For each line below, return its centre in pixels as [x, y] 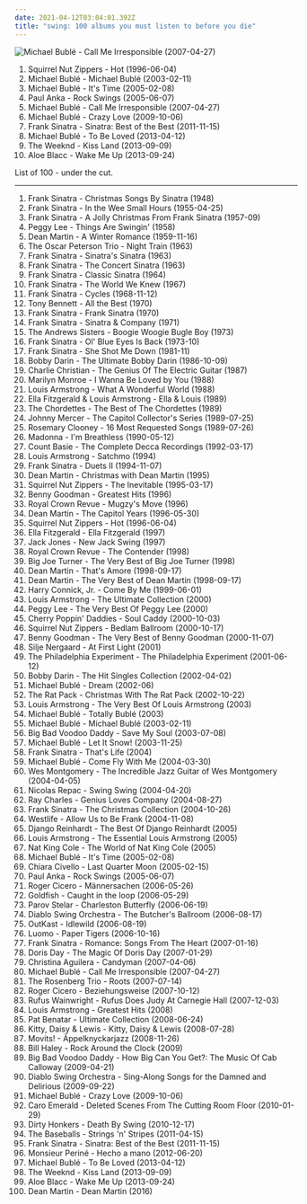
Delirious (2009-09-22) [71, 1086]
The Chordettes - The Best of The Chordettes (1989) [125, 408]
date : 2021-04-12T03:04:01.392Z [75, 18]
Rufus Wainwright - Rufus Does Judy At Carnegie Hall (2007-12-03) [153, 1000]
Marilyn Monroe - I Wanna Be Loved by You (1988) [121, 379]
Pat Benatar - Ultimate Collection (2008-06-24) [115, 1019]
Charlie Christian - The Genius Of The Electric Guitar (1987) [137, 370]
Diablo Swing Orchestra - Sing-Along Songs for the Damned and [147, 1076]
